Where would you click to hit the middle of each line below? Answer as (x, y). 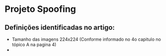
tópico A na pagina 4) (34, 45)
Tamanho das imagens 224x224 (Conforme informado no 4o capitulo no (86, 39)
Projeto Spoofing (40, 9)
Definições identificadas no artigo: (60, 28)
